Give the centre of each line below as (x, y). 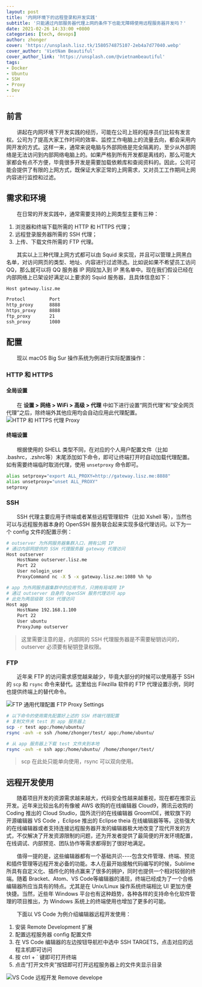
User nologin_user (40, 571)
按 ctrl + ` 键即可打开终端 (46, 957)
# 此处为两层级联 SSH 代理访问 (40, 599)
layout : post (23, 12)
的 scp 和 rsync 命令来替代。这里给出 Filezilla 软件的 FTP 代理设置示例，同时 (100, 684)
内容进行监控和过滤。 (32, 177)
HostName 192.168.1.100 (47, 610)
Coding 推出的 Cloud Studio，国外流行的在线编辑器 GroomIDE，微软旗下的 (99, 813)
